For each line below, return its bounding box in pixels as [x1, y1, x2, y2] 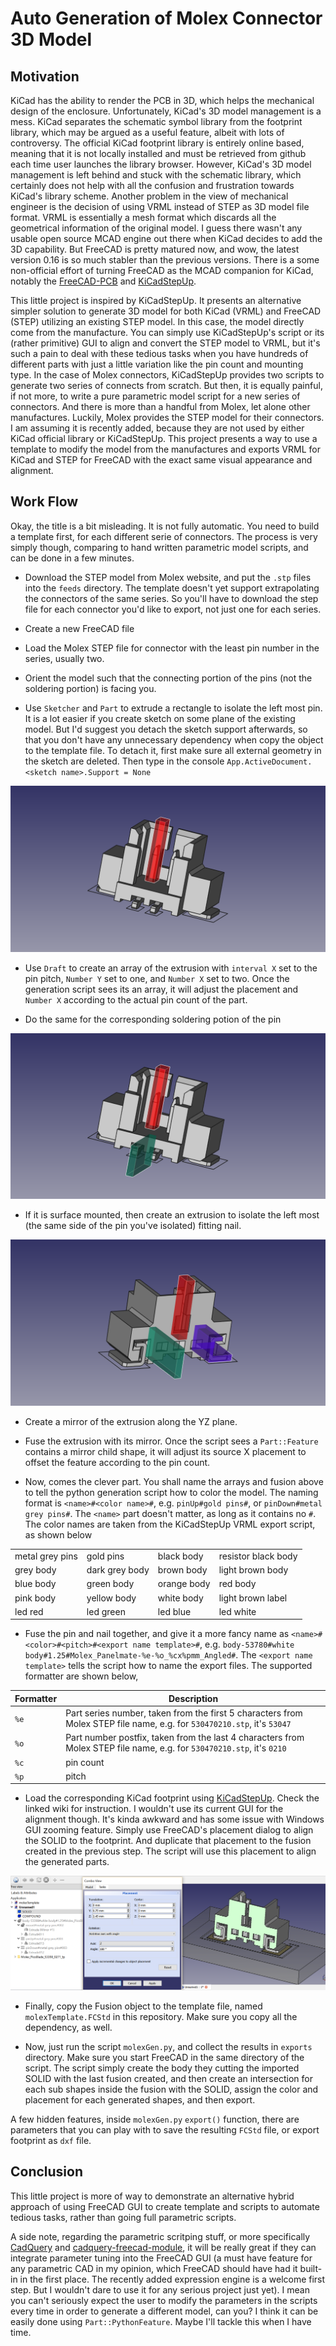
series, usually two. [24, 652, 105, 664]
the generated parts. [24, 1856, 110, 1868]
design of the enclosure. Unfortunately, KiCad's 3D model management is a [10, 105, 322, 117]
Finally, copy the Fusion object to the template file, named [24, 2000, 263, 2012]
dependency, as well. [24, 2022, 113, 2033]
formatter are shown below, [24, 1670, 139, 1682]
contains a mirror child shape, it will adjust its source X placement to [24, 1446, 307, 1458]
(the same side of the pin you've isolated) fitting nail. [24, 1220, 242, 1232]
